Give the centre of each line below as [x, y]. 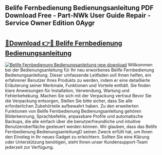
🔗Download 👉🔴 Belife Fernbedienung [64, 43]
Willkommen [140, 65]
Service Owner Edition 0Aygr [50, 23]
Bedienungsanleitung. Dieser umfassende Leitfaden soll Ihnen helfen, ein [78, 75]
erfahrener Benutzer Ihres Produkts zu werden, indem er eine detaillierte [78, 80]
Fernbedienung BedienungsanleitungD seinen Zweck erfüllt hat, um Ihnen [79, 132]
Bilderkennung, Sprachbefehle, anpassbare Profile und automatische [74, 116]
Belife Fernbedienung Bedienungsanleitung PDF [80, 8]
